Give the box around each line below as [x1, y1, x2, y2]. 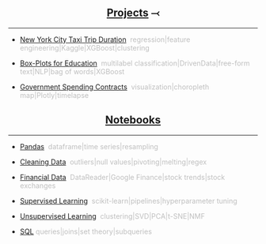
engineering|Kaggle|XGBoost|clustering [19, 43, 150, 52]
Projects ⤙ [106, 6, 160, 20]
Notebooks [105, 114, 161, 127]
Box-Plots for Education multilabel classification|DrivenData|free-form [19, 58, 251, 68]
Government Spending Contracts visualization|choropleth [19, 82, 210, 92]
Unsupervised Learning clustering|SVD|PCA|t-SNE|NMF [19, 211, 206, 220]
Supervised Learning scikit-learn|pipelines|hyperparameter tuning [19, 196, 237, 205]
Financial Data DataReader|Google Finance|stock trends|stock [19, 172, 226, 182]
